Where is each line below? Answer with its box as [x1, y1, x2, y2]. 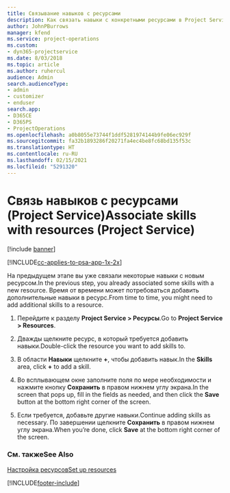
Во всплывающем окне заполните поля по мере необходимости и [16, 376, 212, 384]
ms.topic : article [7, 61, 60, 68]
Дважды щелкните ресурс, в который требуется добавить [16, 334, 188, 343]
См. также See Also [7, 450, 74, 459]
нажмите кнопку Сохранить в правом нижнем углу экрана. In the [16, 382, 209, 391]
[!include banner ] [7, 244, 56, 253]
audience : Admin [7, 73, 53, 81]
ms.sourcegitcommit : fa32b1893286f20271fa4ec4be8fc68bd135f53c [7, 138, 192, 145]
